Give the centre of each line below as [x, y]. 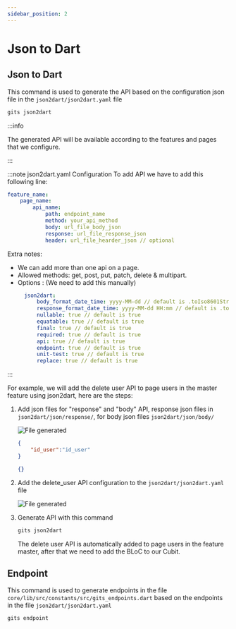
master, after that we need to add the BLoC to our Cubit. [99, 551]
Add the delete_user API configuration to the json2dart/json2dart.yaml [120, 482]
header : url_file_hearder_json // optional [110, 240]
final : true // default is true [84, 328]
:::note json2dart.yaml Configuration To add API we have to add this [105, 174]
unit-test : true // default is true [90, 354]
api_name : [47, 208]
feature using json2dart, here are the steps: [70, 396]
